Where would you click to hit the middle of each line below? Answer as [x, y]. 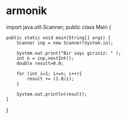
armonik [27, 11]
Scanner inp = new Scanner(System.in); [65, 43]
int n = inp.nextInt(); [45, 58]
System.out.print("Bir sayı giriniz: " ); [69, 53]
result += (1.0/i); [51, 79]
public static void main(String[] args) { [58, 38]
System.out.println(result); [52, 94]
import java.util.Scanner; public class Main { [59, 27]
